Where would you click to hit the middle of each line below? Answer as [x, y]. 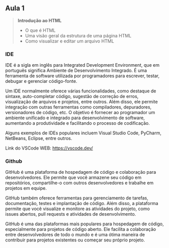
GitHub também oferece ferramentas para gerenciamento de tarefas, [77, 198]
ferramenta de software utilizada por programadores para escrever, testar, [82, 76]
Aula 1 [15, 8]
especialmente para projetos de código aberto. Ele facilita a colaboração [81, 229]
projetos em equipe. [26, 188]
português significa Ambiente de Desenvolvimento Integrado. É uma [76, 71]
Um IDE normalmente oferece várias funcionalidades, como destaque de [81, 91]
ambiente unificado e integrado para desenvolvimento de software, [75, 118]
